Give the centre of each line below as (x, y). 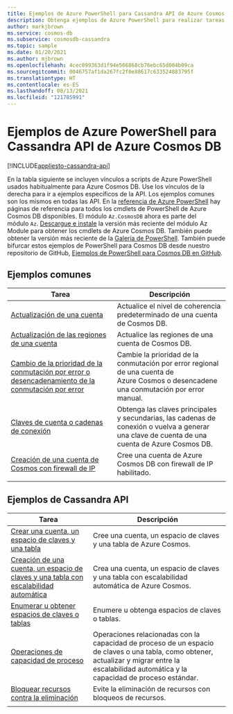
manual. (130, 398)
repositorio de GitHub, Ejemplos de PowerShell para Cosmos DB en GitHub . (115, 253)
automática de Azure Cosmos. (142, 586)
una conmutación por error (161, 389)
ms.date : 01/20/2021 (37, 53)
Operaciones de (37, 652)
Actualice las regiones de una (165, 334)
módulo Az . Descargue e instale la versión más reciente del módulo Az (107, 223)
